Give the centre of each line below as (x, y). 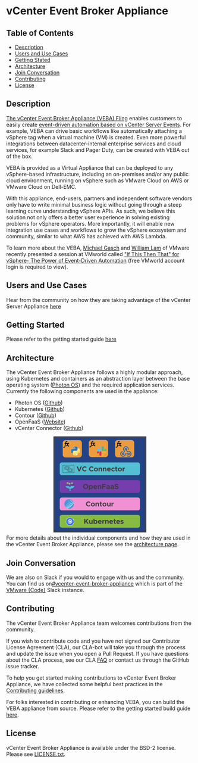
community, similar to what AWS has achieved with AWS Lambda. (87, 236)
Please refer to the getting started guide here (62, 339)
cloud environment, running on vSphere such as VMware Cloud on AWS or (98, 180)
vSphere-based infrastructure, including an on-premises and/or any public (98, 174)
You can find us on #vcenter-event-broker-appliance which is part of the (95, 584)
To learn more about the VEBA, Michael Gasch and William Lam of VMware (98, 248)
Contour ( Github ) (35, 416)
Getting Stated (32, 60)
